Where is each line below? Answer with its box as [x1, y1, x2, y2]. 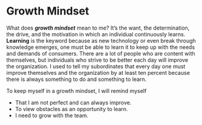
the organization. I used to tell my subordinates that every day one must [6, 62, 186, 70]
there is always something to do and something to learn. [6, 75, 147, 83]
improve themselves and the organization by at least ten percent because [6, 69, 190, 76]
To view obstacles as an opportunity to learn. [15, 105, 129, 112]
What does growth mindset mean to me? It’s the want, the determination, [6, 24, 190, 31]
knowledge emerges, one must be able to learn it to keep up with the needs [6, 43, 195, 51]
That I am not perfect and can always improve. [15, 98, 132, 106]
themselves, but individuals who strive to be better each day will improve [6, 56, 189, 63]
